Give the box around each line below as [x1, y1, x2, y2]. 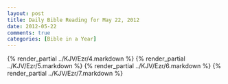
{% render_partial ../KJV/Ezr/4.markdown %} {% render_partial [7, 54, 185, 63]
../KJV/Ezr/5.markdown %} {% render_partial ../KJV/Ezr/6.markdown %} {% [7, 62, 222, 70]
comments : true [7, 29, 51, 36]
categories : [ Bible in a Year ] [7, 36, 97, 43]
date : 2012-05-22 [7, 23, 57, 30]
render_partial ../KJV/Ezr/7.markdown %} [7, 70, 124, 78]
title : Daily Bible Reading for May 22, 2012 [7, 17, 139, 23]
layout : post [7, 10, 45, 17]
